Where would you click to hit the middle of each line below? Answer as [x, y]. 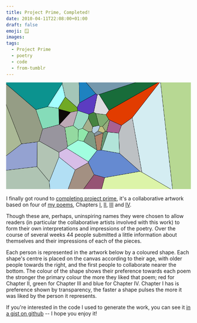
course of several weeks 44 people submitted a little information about [91, 235]
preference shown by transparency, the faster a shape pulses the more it [94, 290]
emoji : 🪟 [18, 31]
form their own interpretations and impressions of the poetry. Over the [91, 229]
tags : [13, 43]
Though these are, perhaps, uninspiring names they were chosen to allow [95, 216]
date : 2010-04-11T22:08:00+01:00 [47, 18]
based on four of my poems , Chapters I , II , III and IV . [69, 205]
